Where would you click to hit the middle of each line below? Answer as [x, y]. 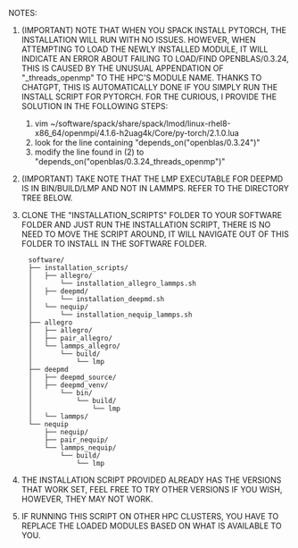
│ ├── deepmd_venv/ [68, 385]
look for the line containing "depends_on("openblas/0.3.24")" [147, 143]
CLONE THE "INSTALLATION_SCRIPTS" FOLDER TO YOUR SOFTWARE [152, 215]
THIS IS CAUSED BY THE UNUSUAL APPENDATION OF [122, 68]
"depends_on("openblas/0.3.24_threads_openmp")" [130, 161]
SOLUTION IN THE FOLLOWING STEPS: [95, 106]
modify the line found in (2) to [89, 152]
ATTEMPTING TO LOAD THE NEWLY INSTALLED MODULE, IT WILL [145, 49]
